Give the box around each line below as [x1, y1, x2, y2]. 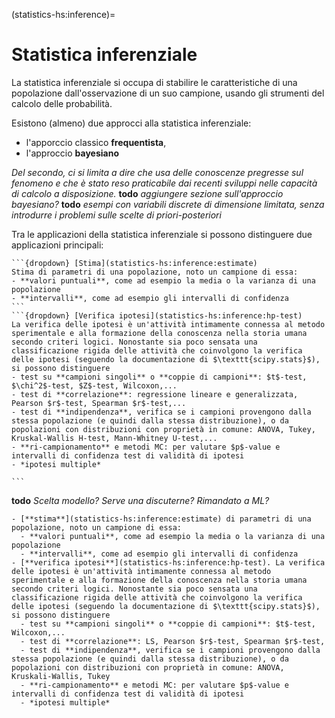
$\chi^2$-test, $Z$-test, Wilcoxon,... [11, 380, 178, 391]
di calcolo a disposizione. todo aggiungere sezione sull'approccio [11, 187, 284, 199]
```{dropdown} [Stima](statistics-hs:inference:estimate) [11, 258, 258, 268]
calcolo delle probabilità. [11, 97, 113, 109]
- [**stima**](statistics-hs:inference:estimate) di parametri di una [11, 514, 312, 524]
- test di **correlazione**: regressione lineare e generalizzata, [11, 389, 299, 399]
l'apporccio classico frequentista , [25, 136, 167, 148]
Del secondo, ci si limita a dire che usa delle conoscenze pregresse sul [11, 166, 304, 178]
